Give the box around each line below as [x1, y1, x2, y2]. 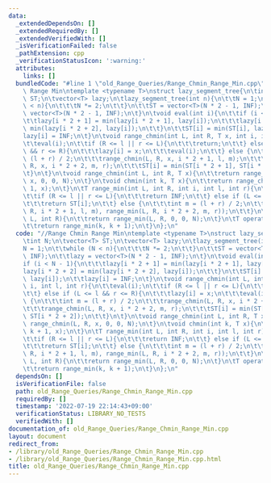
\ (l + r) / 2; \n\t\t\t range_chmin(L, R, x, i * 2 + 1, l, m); [23, 154, 240, 162]
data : [8, 11, 27, 20]
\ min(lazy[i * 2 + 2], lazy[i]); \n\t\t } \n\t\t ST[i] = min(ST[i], [23, 124, 251, 132]
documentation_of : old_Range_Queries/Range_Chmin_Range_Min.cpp [8, 425, 229, 433]
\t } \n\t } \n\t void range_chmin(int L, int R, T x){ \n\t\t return [23, 170, 240, 178]
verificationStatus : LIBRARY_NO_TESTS [15, 409, 147, 418]
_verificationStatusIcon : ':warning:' [15, 57, 147, 65]
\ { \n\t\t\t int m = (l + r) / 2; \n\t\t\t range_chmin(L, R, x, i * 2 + [23, 297, 265, 305]
